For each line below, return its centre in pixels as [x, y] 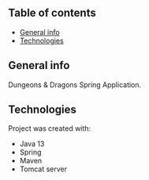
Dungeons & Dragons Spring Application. [75, 84]
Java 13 [32, 144]
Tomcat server [43, 169]
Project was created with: [50, 128]
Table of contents [52, 13]
